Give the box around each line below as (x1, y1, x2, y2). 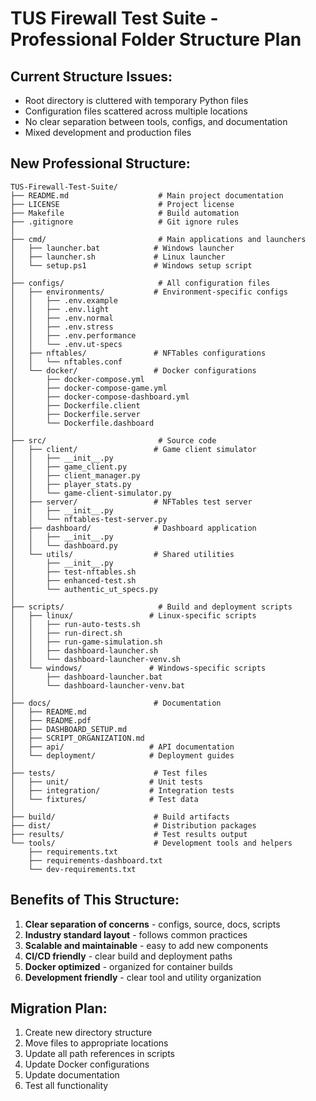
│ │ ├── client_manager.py (10, 470, 141, 481)
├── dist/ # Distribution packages (10, 820, 257, 831)
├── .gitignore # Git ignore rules (10, 217, 240, 227)
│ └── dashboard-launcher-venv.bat (10, 680, 186, 691)
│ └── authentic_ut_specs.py (10, 584, 159, 594)
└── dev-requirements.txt (28, 864, 137, 874)
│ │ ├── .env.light (10, 304, 110, 314)
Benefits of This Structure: (10, 892, 180, 909)
